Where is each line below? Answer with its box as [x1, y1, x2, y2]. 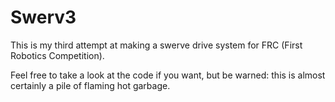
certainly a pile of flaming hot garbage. [10, 79, 171, 91]
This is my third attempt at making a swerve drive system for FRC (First [10, 39, 303, 51]
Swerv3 [10, 6, 77, 29]
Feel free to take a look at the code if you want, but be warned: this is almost [10, 69, 326, 81]
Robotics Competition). [10, 49, 105, 61]
